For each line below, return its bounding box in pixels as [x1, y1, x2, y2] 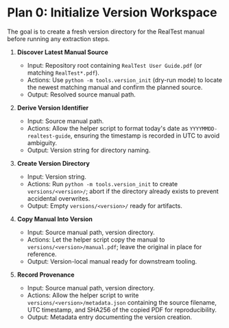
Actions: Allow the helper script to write [27, 291, 139, 299]
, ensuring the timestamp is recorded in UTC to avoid [70, 131, 220, 140]
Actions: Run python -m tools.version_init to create [27, 179, 178, 188]
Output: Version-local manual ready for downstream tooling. [27, 257, 197, 265]
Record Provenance [16, 270, 75, 279]
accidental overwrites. [27, 194, 91, 203]
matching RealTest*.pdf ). [27, 68, 99, 77]
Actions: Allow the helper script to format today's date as [27, 124, 189, 132]
